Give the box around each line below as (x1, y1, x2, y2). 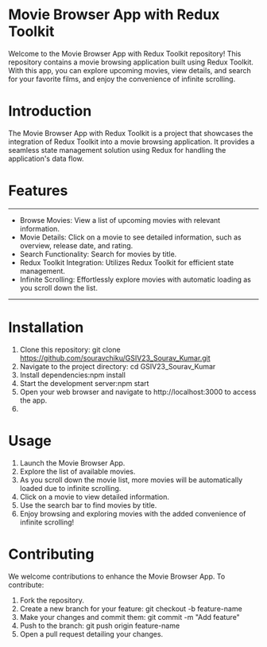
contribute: (8, 579, 44, 590)
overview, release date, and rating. (19, 240, 133, 250)
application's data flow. (8, 154, 84, 163)
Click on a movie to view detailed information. (19, 492, 169, 501)
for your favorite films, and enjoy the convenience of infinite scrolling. (8, 74, 236, 84)
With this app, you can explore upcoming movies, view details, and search (8, 65, 252, 75)
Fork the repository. (19, 595, 85, 605)
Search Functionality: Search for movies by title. (19, 249, 177, 259)
